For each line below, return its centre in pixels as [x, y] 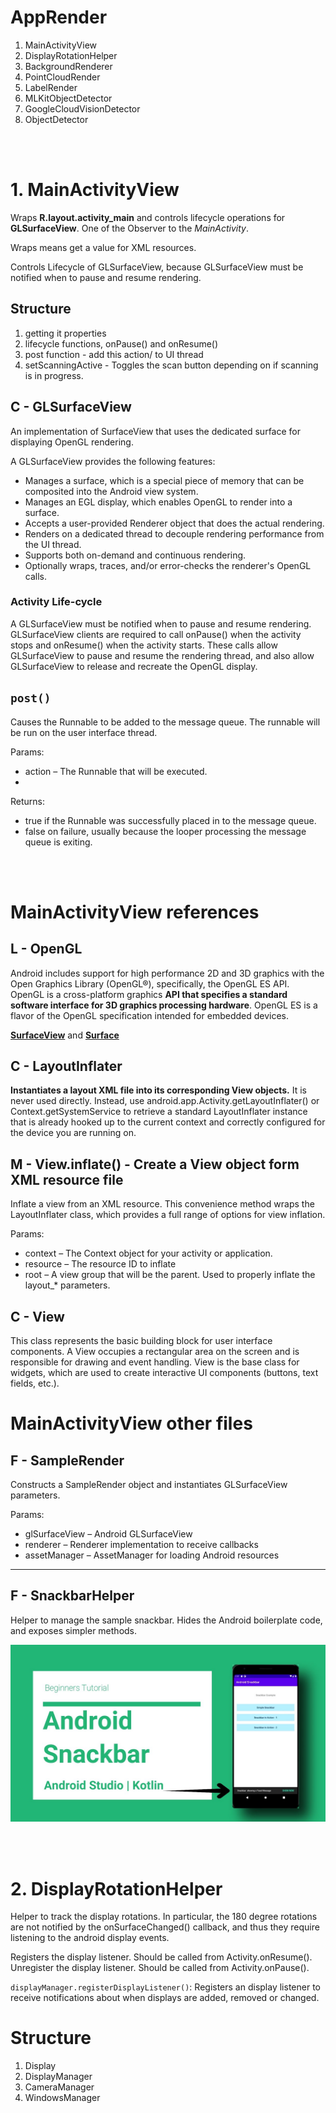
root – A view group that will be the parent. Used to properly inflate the [170, 1275]
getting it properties [65, 333]
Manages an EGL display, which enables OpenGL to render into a [158, 502]
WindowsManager [62, 2098]
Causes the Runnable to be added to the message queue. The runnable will [165, 722]
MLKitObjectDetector [68, 98]
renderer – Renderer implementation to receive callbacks [141, 1545]
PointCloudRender [62, 77]
